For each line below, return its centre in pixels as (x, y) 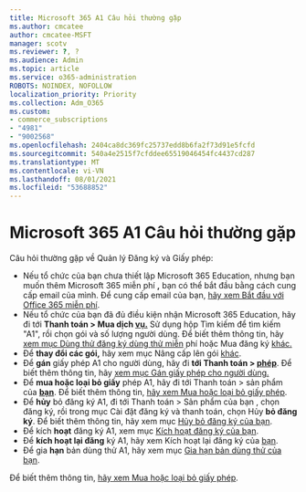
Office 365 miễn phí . (61, 305)
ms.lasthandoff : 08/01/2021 (63, 179)
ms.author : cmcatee (47, 26)
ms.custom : (30, 111)
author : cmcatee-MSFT (51, 35)
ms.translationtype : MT (55, 162)
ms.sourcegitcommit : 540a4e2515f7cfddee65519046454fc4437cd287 (132, 153)
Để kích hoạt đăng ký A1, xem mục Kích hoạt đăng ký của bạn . (140, 431)
